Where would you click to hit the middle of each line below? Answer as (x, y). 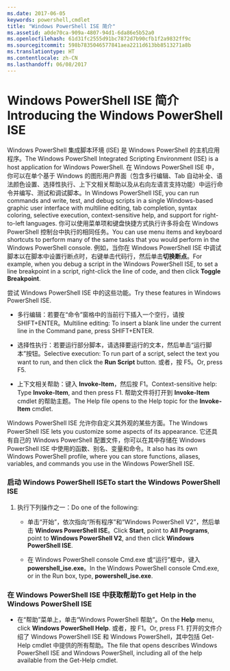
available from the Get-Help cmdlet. (67, 660)
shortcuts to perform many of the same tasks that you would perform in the (113, 239)
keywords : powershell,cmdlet (49, 20)
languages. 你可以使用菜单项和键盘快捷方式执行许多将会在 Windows (123, 223)
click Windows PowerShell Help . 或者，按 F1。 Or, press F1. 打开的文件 (117, 629)
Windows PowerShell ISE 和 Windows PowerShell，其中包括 (115, 637)
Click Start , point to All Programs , (162, 530)
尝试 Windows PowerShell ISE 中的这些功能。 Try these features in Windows (114, 293)
